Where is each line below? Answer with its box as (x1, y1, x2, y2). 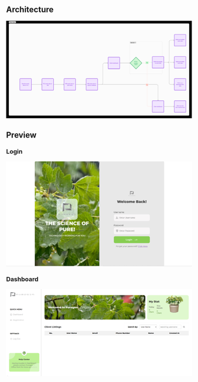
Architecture (6, 5, 54, 15)
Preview (6, 130, 37, 140)
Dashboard (6, 275, 39, 283)
